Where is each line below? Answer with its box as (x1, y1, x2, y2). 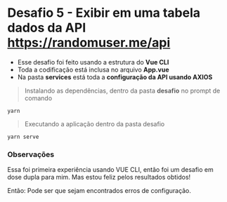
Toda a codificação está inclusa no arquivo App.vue (17, 65, 169, 74)
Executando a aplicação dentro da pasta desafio (24, 119, 165, 128)
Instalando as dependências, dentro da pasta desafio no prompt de (24, 86, 221, 95)
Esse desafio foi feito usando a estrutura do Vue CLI (17, 58, 169, 66)
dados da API (7, 20, 86, 36)
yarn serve (7, 133, 39, 140)
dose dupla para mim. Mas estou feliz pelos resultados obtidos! (7, 173, 191, 182)
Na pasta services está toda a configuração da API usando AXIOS (17, 72, 213, 81)
